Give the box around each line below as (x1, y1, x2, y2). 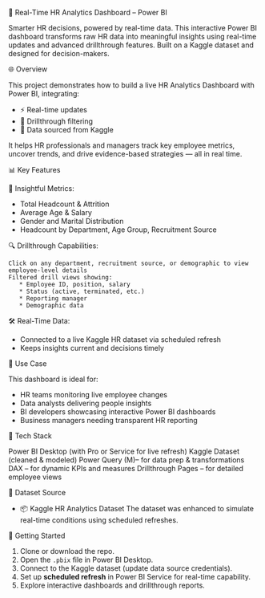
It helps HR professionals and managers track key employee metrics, (8, 140, 235, 150)
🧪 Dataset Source (8, 488, 66, 497)
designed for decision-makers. (8, 49, 110, 58)
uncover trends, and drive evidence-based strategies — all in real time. (8, 149, 243, 158)
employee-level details (8, 266, 88, 275)
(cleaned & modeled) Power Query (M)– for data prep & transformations (8, 455, 245, 465)
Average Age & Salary (19, 208, 92, 217)
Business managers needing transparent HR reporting (19, 416, 198, 425)
